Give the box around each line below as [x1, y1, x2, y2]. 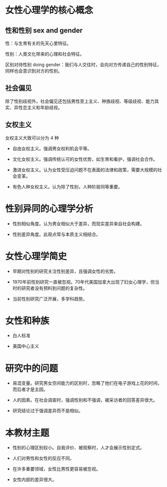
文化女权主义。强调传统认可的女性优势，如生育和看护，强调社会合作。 [12, 156, 158, 162]
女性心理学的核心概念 [5, 5, 94, 16]
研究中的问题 [5, 363, 59, 374]
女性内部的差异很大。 [12, 476, 57, 482]
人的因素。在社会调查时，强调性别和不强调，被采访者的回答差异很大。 [12, 397, 158, 403]
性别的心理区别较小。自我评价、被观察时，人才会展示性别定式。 [12, 444, 144, 451]
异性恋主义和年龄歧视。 [14, 104, 63, 110]
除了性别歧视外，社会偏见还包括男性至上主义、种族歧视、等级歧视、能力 [5, 98, 154, 104]
